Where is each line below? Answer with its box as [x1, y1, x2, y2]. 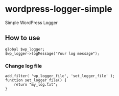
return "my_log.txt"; [14, 82, 58, 87]
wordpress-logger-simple [5, 3, 113, 15]
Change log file [5, 62, 42, 69]
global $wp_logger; [5, 47, 45, 52]
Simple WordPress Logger [5, 20, 58, 25]
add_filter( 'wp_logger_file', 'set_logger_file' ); [5, 73, 115, 79]
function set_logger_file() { [5, 78, 67, 83]
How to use [5, 34, 40, 42]
